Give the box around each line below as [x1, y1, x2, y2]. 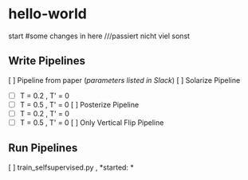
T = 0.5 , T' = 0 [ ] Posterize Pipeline [19, 100, 140, 109]
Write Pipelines [8, 54, 86, 68]
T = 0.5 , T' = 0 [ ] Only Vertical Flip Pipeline [19, 117, 164, 127]
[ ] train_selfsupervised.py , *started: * [8, 162, 134, 172]
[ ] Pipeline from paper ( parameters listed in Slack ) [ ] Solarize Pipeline [8, 75, 241, 84]
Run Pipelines [8, 141, 78, 155]
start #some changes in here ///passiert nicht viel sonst [8, 31, 190, 41]
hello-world [8, 5, 88, 23]
